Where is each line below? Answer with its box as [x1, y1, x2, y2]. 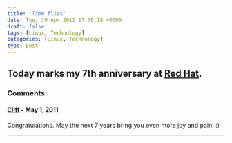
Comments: [7, 88, 48, 98]
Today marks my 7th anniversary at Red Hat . [7, 68, 202, 79]
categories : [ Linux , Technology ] [7, 36, 104, 43]
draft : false [7, 23, 45, 30]
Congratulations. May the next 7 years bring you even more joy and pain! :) [7, 121, 220, 129]
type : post [7, 42, 39, 49]
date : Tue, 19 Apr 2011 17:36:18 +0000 [7, 17, 122, 23]
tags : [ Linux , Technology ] [7, 29, 85, 37]
